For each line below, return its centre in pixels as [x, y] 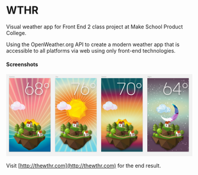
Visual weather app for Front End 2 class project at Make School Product [95, 27]
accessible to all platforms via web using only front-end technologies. [91, 50]
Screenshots [22, 64]
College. [16, 33]
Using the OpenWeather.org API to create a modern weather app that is [93, 44]
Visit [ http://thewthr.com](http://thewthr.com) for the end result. [84, 166]
